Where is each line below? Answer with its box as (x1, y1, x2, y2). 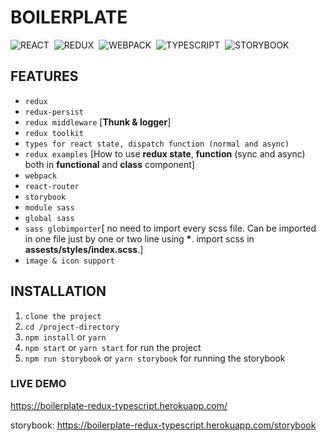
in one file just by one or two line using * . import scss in (24, 232, 255, 245)
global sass (24, 213, 75, 223)
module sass (24, 202, 75, 213)
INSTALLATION (10, 283, 107, 300)
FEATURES (10, 68, 79, 85)
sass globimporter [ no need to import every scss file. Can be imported (24, 222, 317, 234)
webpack (24, 171, 57, 181)
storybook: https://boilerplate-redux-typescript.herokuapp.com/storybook (10, 419, 317, 431)
